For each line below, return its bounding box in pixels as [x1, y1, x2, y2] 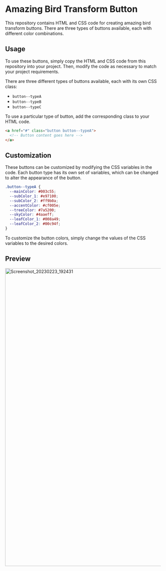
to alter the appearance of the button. [5, 175, 82, 181]
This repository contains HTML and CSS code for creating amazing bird [5, 20, 151, 26]
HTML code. [5, 118, 31, 125]
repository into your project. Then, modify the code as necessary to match [5, 63, 157, 69]
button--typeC [12, 104, 41, 110]
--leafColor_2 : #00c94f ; [9, 221, 61, 226]
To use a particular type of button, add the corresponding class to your [5, 113, 150, 119]
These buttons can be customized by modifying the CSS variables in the [5, 164, 152, 170]
